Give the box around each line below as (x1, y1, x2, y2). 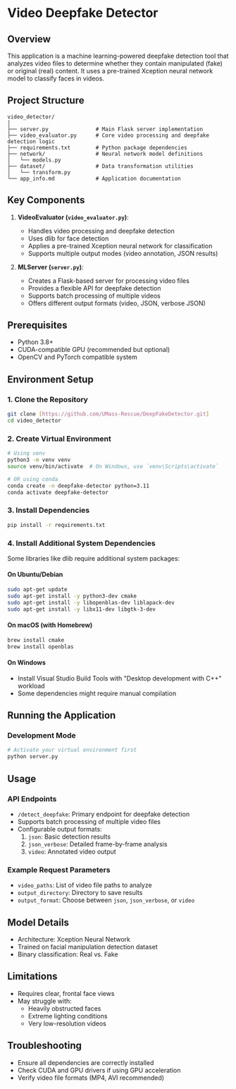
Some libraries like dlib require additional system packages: (7, 554, 180, 562)
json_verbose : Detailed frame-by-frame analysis (27, 839, 168, 848)
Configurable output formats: (17, 825, 102, 833)
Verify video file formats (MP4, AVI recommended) (17, 1073, 164, 1082)
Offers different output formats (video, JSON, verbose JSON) (27, 298, 206, 308)
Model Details (7, 916, 69, 928)
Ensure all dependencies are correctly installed (17, 1058, 154, 1066)
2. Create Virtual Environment (7, 434, 111, 444)
